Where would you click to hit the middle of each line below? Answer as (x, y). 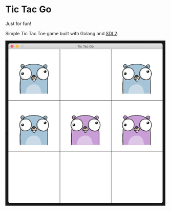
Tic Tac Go (28, 9)
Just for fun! (18, 24)
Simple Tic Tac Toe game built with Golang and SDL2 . (62, 33)
